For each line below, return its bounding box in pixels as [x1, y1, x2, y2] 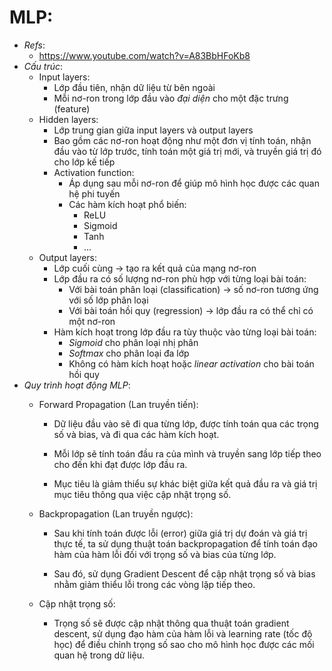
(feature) [53, 102, 91, 115]
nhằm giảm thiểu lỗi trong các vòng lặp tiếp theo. [53, 578, 256, 590]
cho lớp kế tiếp [53, 156, 116, 168]
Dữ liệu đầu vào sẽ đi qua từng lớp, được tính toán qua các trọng [53, 417, 319, 430]
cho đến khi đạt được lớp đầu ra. [53, 458, 188, 470]
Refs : [23, 39, 46, 51]
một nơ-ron [68, 315, 116, 327]
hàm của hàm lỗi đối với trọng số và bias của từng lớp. [53, 548, 277, 560]
